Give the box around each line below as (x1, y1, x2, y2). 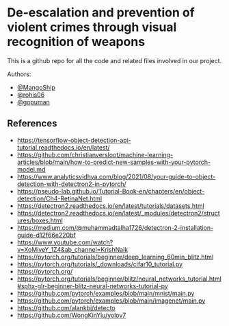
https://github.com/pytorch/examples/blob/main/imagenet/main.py (16, 296, 206, 305)
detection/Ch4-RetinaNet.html (16, 194, 103, 202)
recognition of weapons (7, 34, 146, 49)
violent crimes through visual (7, 19, 177, 35)
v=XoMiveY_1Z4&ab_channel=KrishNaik (16, 245, 129, 253)
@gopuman (16, 97, 50, 106)
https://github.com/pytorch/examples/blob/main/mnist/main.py (16, 289, 195, 297)
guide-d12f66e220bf (16, 231, 77, 239)
